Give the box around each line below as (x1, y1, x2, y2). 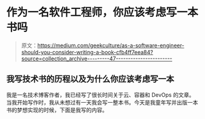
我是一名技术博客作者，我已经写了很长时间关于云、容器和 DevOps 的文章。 (6, 91, 195, 98)
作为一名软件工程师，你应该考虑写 (6, 5, 178, 19)
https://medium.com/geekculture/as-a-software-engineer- (37, 42, 184, 49)
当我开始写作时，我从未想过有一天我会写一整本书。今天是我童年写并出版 (6, 98, 187, 106)
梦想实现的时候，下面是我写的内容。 (16, 106, 108, 114)
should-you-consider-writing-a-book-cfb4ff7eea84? (21, 48, 153, 56)
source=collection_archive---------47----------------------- (21, 55, 173, 62)
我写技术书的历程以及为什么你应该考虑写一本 (6, 74, 175, 85)
